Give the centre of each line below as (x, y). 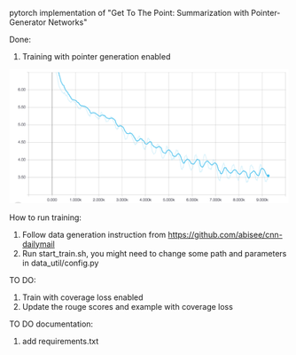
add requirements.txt (60, 341)
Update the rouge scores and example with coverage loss (127, 306)
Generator (28, 22)
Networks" (68, 22)
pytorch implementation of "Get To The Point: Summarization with (129, 13)
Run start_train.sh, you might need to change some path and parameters (154, 253)
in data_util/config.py (60, 263)
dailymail (38, 244)
